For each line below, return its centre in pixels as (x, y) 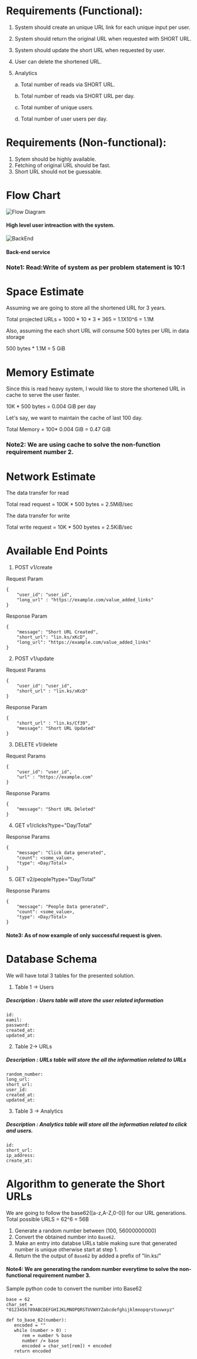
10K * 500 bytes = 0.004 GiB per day (51, 406)
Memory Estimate (50, 372)
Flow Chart (33, 195)
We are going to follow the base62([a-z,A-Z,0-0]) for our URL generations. (96, 1213)
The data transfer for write (38, 516)
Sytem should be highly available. (55, 159)
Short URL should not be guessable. (58, 171)
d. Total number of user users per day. (61, 119)
